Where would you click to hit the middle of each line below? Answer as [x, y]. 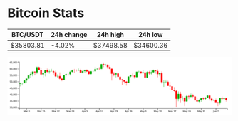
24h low [150, 35]
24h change [69, 35]
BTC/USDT [28, 35]
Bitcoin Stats [46, 13]
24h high [110, 35]
